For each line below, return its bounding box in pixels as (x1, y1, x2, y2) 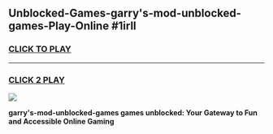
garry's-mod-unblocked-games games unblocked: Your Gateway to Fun (8, 107, 258, 117)
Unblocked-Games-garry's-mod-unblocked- (8, 6, 242, 20)
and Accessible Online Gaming (8, 116, 115, 126)
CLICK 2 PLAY (8, 74, 65, 85)
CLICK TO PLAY (8, 44, 71, 55)
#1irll (110, 19, 136, 33)
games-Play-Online (8, 19, 110, 33)
